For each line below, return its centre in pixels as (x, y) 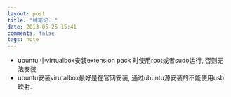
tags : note (23, 40)
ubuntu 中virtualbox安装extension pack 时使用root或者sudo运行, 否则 (117, 61)
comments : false (31, 33)
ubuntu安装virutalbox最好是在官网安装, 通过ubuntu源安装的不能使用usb (121, 78)
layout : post (26, 14)
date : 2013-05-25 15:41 (42, 27)
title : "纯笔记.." (33, 20)
